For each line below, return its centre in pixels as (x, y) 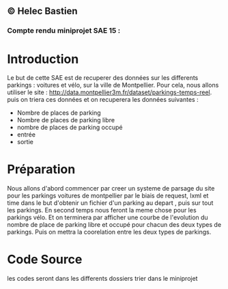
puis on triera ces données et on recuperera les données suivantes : (103, 100)
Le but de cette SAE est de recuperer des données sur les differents (103, 78)
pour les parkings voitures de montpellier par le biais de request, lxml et (108, 196)
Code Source (45, 260)
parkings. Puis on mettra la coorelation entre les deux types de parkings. (109, 232)
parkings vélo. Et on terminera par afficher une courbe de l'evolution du (108, 217)
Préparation (41, 169)
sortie (25, 142)
